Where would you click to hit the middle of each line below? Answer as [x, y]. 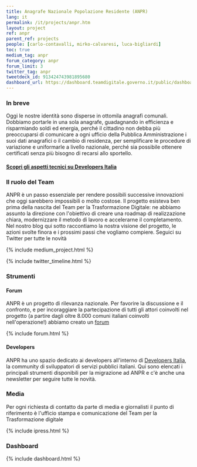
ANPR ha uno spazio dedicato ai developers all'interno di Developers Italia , [96, 360]
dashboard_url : [25, 83]
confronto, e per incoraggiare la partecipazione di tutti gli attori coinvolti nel [97, 310]
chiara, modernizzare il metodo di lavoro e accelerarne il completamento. [94, 220]
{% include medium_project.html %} [50, 250]
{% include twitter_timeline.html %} [49, 261]
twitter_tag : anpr [28, 72]
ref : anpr [18, 33]
